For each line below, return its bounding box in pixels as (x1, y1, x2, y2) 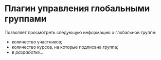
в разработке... (11, 49, 44, 55)
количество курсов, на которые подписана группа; (11, 44, 119, 50)
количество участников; (11, 39, 63, 44)
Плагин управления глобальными (4, 3, 150, 14)
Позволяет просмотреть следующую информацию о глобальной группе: (4, 29, 157, 35)
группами (4, 13, 47, 24)
